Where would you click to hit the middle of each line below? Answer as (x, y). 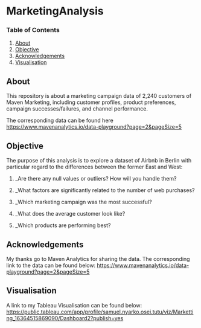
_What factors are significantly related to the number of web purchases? (105, 190)
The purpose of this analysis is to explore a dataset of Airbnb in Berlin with (99, 161)
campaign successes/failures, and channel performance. (77, 109)
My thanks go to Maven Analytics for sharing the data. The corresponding (98, 259)
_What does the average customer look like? (70, 214)
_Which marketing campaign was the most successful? (83, 202)
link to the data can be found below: (51, 265)
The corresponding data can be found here (60, 121)
